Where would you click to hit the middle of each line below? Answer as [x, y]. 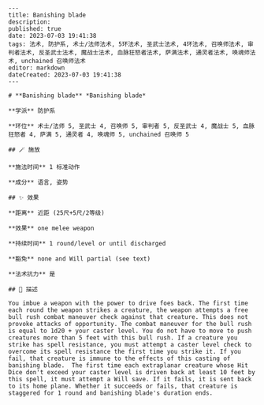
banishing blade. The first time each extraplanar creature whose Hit [128, 366]
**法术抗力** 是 [32, 274]
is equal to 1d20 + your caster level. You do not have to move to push [130, 331]
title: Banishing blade [47, 15]
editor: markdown [37, 68]
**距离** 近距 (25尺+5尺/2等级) [56, 213]
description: [30, 22]
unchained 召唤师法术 [54, 61]
